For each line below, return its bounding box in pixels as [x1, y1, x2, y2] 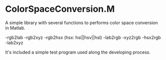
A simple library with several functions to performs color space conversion [5, 20, 158, 26]
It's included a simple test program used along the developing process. [5, 49, 151, 55]
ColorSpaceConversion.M [5, 3, 115, 15]
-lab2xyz [5, 39, 24, 45]
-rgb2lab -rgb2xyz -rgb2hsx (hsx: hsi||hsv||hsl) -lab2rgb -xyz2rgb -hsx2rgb [5, 34, 161, 40]
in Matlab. [5, 25, 26, 30]
